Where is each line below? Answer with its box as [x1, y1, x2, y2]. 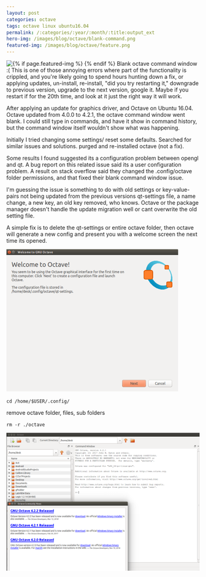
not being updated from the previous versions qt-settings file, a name [20, 192, 196, 200]
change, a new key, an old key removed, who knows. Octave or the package [6, 199, 199, 206]
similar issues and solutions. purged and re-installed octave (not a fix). [6, 143, 185, 150]
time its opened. [6, 237, 47, 244]
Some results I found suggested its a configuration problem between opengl [6, 154, 199, 162]
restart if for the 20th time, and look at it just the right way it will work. [6, 93, 183, 100]
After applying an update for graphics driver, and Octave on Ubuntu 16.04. [6, 104, 194, 112]
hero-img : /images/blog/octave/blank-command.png [6, 36, 136, 42]
